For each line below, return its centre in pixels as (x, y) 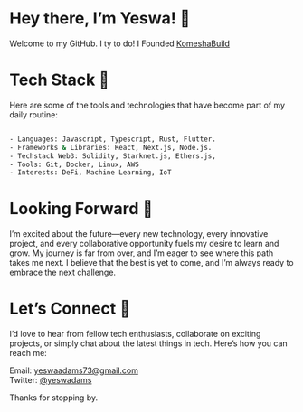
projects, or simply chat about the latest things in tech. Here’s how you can (148, 343)
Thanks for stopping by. (53, 398)
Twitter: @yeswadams (51, 380)
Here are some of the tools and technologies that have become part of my (147, 105)
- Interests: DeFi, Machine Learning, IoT (90, 173)
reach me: (28, 353)
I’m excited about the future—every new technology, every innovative (139, 234)
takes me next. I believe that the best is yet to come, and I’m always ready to (151, 263)
